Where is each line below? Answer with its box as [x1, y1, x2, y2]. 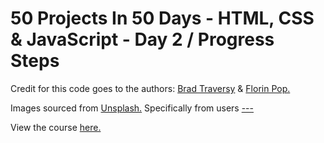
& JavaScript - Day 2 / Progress [10, 28, 275, 51]
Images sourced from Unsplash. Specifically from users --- [10, 102, 254, 114]
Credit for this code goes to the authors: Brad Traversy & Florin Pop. [10, 82, 291, 94]
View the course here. [10, 121, 102, 133]
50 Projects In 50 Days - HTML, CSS [10, 7, 315, 30]
